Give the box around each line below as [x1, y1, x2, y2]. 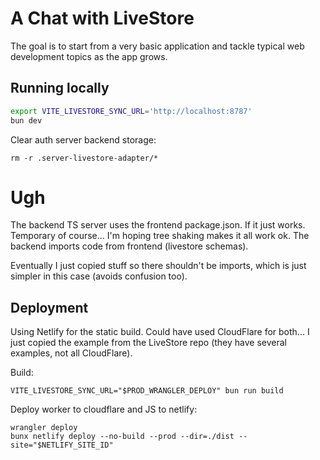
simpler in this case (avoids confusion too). [10, 270, 188, 282]
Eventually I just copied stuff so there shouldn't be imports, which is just [10, 260, 307, 272]
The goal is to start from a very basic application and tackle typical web [10, 40, 305, 52]
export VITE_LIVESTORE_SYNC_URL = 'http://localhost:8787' [10, 106, 253, 116]
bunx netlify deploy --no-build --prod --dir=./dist [10, 432, 235, 442]
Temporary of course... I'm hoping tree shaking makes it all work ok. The [10, 230, 310, 242]
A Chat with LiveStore [10, 7, 195, 30]
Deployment [10, 299, 89, 316]
